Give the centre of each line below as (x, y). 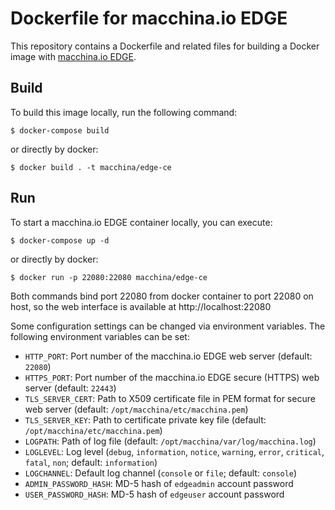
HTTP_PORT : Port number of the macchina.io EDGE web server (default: (168, 356)
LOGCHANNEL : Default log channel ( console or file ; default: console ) (161, 473)
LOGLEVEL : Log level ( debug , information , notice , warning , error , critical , (174, 451)
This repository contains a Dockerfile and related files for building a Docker (165, 46)
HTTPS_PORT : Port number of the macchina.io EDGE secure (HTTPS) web (172, 377)
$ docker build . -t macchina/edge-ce (91, 167)
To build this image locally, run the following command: (124, 112)
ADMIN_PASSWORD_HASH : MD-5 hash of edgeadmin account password (159, 483)
